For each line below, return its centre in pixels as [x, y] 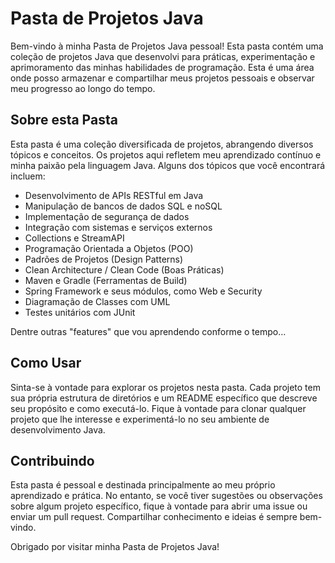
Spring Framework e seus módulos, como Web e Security [143, 291]
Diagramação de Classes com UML [97, 301]
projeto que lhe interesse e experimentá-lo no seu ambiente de [140, 419]
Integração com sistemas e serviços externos [118, 227]
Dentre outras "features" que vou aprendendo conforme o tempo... [148, 331]
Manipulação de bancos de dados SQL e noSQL [123, 206]
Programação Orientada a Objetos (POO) [109, 248]
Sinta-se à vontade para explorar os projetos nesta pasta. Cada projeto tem [165, 387]
